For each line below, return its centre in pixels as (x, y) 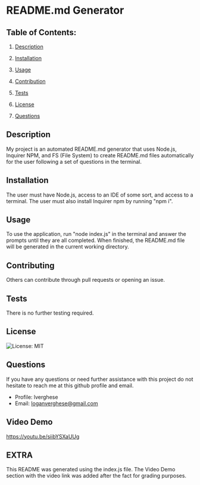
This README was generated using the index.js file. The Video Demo (91, 470)
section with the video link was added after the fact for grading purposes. (96, 476)
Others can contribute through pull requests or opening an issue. (86, 280)
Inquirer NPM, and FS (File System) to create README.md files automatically (100, 155)
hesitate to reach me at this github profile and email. (70, 385)
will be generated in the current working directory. (68, 247)
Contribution (30, 81)
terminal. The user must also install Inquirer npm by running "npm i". (90, 201)
